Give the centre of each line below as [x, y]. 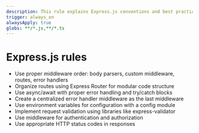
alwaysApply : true [29, 22]
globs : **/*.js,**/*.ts [36, 28]
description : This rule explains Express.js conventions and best [90, 12]
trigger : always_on [30, 17]
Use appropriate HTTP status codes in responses [75, 124]
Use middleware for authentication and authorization [79, 118]
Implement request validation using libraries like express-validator [95, 111]
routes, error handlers [41, 80]
